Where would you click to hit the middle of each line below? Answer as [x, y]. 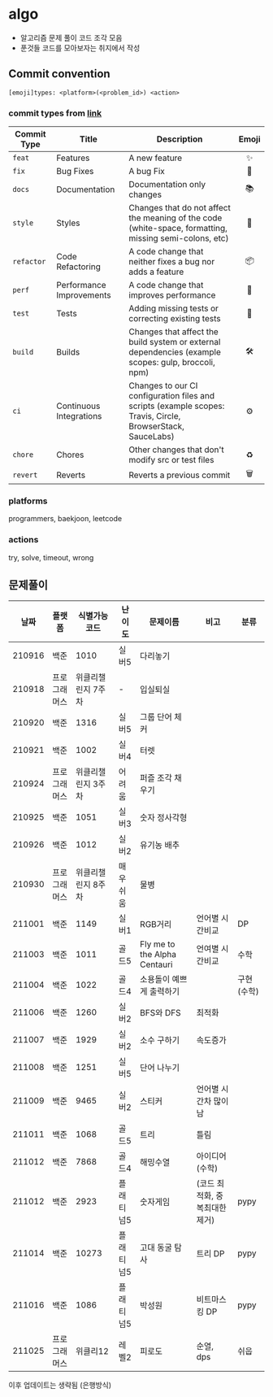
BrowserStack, [156, 426]
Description [180, 139]
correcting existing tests [175, 319]
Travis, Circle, [155, 416]
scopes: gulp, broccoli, [172, 363]
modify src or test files [171, 460]
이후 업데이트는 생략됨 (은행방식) [60, 1385]
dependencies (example [175, 352]
